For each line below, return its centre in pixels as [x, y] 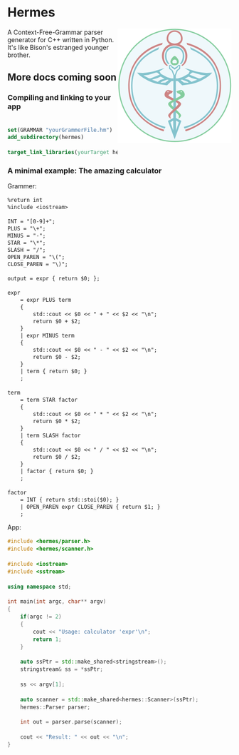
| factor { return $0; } [57, 472]
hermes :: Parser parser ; [55, 707]
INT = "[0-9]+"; [31, 222]
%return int [25, 201]
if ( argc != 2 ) [41, 617]
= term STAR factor [49, 400]
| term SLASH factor [51, 436]
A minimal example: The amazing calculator [85, 171]
